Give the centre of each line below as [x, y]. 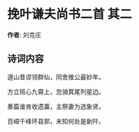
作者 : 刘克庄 [24, 35]
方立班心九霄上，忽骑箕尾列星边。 [56, 92]
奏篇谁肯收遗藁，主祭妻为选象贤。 [56, 106]
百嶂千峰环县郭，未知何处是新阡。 [56, 121]
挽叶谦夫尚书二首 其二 [69, 14]
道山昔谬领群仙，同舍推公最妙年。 [56, 76]
